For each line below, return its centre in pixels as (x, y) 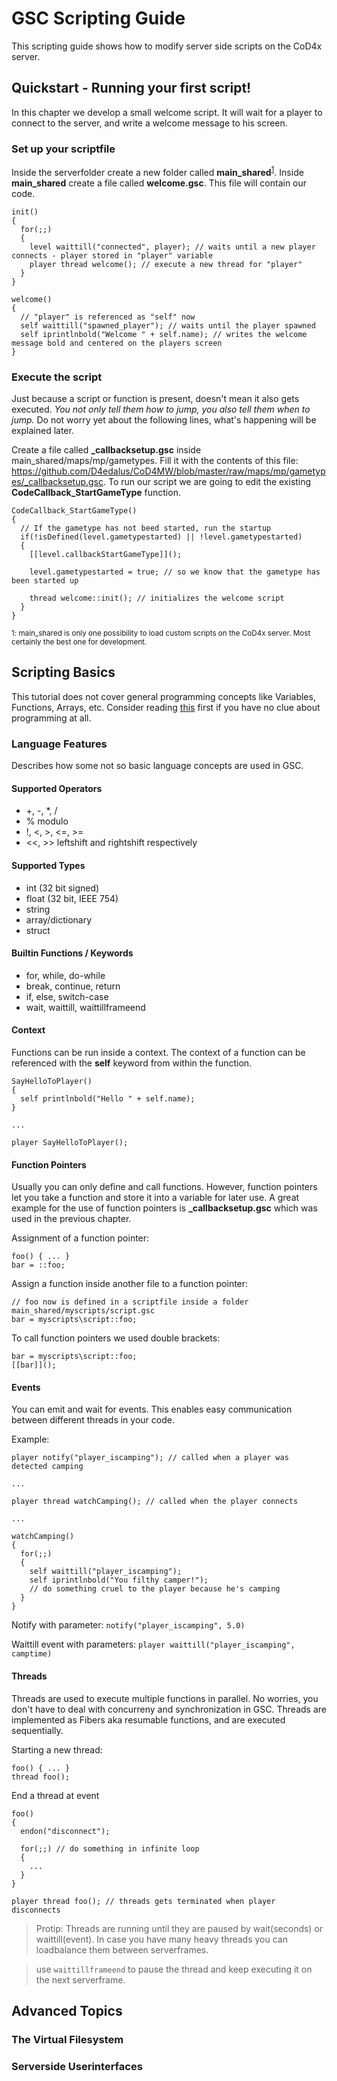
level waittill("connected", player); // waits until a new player (172, 247)
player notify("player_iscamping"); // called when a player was (150, 1458)
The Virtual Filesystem (67, 2039)
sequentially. (37, 1730)
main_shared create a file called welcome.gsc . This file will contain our (159, 183)
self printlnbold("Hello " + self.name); (108, 1098)
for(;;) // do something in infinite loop (110, 1848)
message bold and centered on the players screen (117, 343)
